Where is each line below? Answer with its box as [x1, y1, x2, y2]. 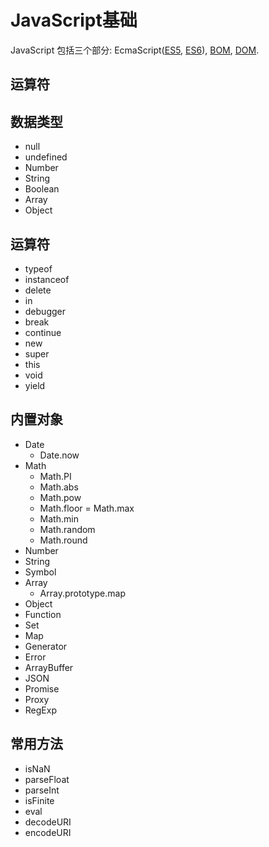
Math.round [39, 534, 88, 546]
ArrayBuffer [24, 661, 74, 673]
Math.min [39, 512, 79, 525]
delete [24, 284, 52, 296]
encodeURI [24, 826, 72, 838]
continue [24, 326, 62, 338]
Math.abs [39, 481, 79, 493]
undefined [24, 151, 68, 163]
